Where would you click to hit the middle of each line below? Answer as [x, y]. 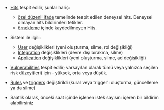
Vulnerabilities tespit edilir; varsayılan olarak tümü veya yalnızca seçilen [84, 68]
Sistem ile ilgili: [25, 37]
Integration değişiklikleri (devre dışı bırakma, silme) [70, 52]
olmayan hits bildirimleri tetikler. [50, 22]
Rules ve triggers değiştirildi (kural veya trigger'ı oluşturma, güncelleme [84, 83]
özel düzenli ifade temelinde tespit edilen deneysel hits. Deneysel [85, 17]
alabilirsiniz [22, 103]
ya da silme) [23, 88]
